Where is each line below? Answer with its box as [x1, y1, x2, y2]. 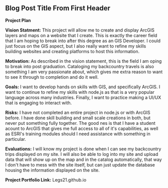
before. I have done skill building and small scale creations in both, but [5, 115, 151, 121]
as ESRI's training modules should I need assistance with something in [5, 130, 150, 137]
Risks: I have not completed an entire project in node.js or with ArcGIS [5, 109, 150, 115]
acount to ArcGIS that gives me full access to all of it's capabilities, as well [5, 125, 158, 131]
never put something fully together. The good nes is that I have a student [5, 120, 155, 126]
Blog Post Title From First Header [5, 4, 110, 13]
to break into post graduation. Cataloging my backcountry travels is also [5, 63, 154, 69]
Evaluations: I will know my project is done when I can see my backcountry [5, 145, 161, 152]
